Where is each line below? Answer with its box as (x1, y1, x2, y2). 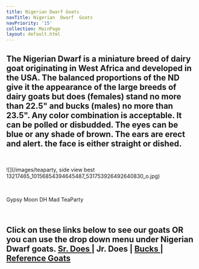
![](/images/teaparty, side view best (6, 166, 95, 173)
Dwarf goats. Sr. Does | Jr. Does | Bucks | (6, 244, 164, 254)
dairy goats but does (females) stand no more (6, 91, 182, 101)
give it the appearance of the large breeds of (6, 82, 177, 92)
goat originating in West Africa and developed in (6, 63, 192, 73)
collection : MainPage (6, 25, 61, 32)
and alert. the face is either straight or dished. (6, 138, 182, 148)
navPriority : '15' (6, 20, 52, 26)
